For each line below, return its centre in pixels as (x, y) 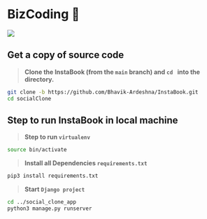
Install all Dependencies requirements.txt (86, 163)
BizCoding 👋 (44, 14)
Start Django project (55, 189)
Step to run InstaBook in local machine (93, 120)
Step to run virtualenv (57, 137)
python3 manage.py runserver (50, 209)
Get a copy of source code (66, 55)
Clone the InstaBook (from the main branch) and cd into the (112, 72)
